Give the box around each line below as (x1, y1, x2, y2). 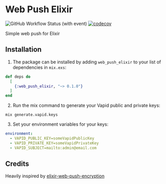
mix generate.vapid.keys (5, 112, 58, 118)
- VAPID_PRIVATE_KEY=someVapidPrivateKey (10, 141, 99, 146)
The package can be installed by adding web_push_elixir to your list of (12, 59, 161, 65)
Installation (5, 45, 42, 54)
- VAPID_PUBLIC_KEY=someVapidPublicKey (10, 136, 95, 141)
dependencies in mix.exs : (12, 64, 67, 70)
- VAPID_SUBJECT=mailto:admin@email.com (10, 145, 97, 150)
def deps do (5, 74, 31, 79)
